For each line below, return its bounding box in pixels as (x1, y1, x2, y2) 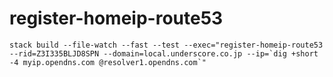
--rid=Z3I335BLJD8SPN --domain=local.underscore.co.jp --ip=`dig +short (9, 48, 319, 59)
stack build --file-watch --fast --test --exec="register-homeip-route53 (9, 40, 324, 50)
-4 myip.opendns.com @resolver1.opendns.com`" (9, 57, 207, 67)
